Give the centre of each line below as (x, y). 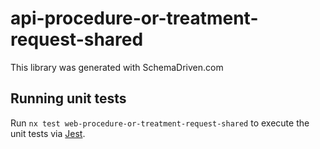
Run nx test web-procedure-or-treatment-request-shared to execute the (160, 123)
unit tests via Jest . (48, 133)
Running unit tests (68, 98)
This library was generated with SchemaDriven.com (117, 67)
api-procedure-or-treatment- (134, 18)
